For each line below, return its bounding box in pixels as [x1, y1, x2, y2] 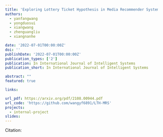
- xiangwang [9, 25, 34, 30]
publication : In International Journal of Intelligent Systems [5, 61, 136, 66]
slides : [5, 114, 21, 119]
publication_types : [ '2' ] [5, 56, 57, 61]
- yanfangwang [9, 16, 38, 21]
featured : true [5, 78, 36, 84]
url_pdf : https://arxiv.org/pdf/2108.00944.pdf [5, 96, 103, 101]
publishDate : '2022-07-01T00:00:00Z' [5, 52, 81, 57]
